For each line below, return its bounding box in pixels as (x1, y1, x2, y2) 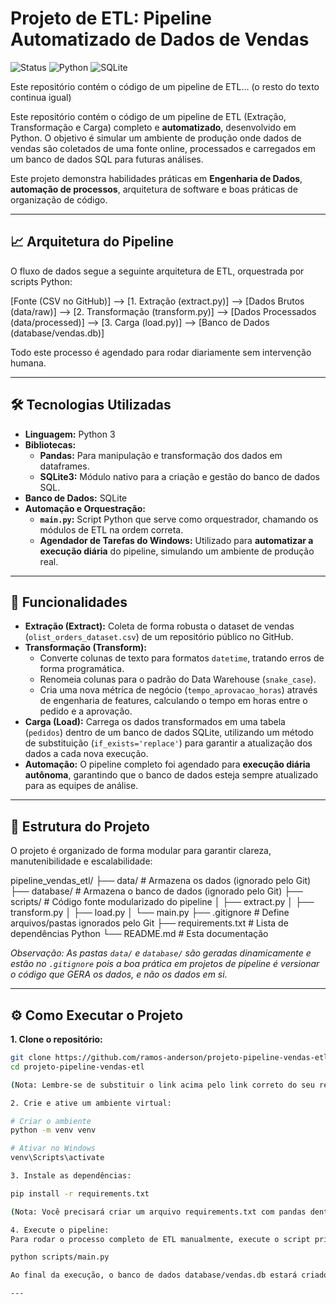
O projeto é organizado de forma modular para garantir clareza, (10, 845, 272, 857)
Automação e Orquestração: (24, 502, 146, 514)
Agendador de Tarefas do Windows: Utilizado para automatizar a (39, 534, 314, 546)
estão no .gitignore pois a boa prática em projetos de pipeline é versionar (10, 958, 320, 970)
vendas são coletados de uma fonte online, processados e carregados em (10, 142, 317, 154)
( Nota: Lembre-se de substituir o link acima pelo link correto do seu (10, 1080, 315, 1090)
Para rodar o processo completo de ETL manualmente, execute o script (10, 1234, 311, 1244)
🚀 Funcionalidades (10, 593, 128, 611)
